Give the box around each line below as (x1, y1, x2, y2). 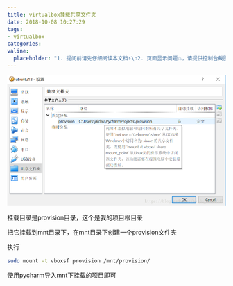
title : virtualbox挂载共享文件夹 (7, 11, 96, 18)
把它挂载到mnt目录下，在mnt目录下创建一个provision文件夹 (7, 229, 177, 237)
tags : (7, 26, 23, 33)
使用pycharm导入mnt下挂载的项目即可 (7, 271, 116, 280)
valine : (7, 48, 30, 55)
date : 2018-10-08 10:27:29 (7, 18, 85, 26)
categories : (7, 40, 42, 48)
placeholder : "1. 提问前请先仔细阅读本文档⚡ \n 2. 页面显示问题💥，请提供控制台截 (13, 55, 224, 62)
